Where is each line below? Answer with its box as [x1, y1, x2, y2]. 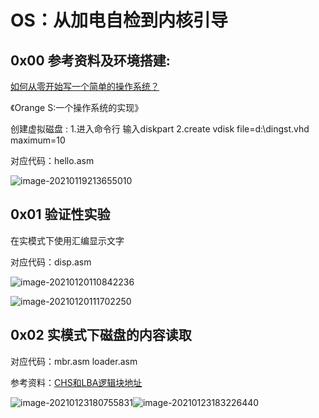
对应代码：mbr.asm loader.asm [10, 355, 138, 367]
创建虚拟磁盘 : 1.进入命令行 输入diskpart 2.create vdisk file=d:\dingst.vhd [10, 123, 310, 135]
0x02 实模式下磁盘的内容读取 [10, 327, 192, 344]
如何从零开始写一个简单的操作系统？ [10, 81, 160, 92]
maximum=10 [10, 134, 66, 146]
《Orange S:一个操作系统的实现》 [10, 102, 144, 113]
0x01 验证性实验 [10, 206, 111, 223]
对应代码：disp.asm [10, 256, 92, 268]
